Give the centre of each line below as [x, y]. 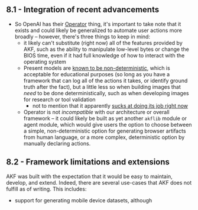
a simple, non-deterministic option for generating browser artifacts [105, 131]
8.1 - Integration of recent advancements [83, 10]
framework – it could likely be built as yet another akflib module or [105, 118]
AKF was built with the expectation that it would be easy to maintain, [89, 176]
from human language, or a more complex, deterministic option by [104, 137]
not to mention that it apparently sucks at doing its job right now [110, 105]
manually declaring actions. [57, 143]
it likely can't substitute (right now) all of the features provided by [103, 43]
